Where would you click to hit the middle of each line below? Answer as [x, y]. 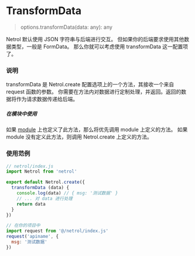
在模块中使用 [21, 113]
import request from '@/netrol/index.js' [57, 231]
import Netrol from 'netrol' [42, 171]
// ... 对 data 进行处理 [45, 198]
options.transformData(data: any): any [66, 27]
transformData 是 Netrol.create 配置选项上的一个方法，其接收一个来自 [90, 85]
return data [31, 204]
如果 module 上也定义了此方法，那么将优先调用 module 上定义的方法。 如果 [97, 130]
